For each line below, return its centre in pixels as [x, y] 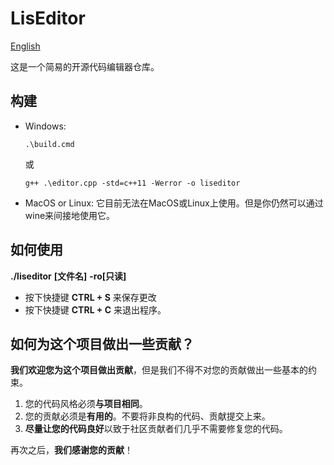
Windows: [45, 126]
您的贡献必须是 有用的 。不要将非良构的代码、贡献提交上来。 [147, 416]
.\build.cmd [49, 144]
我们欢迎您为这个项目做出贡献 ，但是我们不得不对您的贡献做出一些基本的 [159, 370]
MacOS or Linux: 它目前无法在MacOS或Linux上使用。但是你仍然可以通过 [174, 203]
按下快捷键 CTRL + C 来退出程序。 [95, 309]
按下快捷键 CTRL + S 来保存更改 [90, 297]
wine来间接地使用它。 [70, 215]
